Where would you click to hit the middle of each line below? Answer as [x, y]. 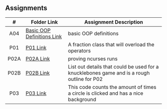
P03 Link [36, 93]
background [82, 99]
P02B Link [38, 73]
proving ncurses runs [93, 59]
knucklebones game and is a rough [109, 73]
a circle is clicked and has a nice [106, 93]
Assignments [26, 8]
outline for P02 [85, 79]
